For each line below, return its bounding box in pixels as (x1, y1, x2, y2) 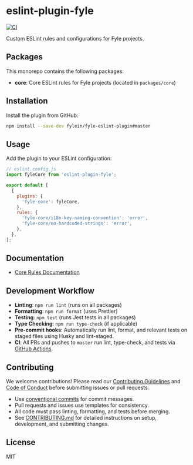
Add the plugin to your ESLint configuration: (6, 155, 112, 162)
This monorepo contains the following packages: (6, 68, 124, 75)
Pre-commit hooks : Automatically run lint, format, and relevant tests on (14, 326, 188, 333)
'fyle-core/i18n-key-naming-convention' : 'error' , (21, 215, 148, 221)
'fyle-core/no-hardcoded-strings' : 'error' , (21, 220, 133, 227)
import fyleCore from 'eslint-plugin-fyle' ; (6, 172, 117, 178)
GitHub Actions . (14, 345, 53, 352)
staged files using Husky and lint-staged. (14, 333, 114, 340)
